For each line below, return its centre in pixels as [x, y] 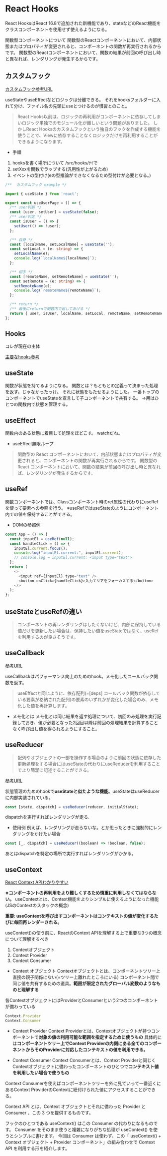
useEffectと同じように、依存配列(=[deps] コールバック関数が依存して [89, 693]
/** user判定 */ [26, 217]
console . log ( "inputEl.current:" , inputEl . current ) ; [69, 553]
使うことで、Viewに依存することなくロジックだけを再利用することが [87, 135]
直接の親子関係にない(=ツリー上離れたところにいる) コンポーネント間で [86, 977]
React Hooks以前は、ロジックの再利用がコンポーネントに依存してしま [89, 116]
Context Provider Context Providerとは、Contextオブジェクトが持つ [82, 1031]
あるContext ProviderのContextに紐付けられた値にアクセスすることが [76, 1090]
